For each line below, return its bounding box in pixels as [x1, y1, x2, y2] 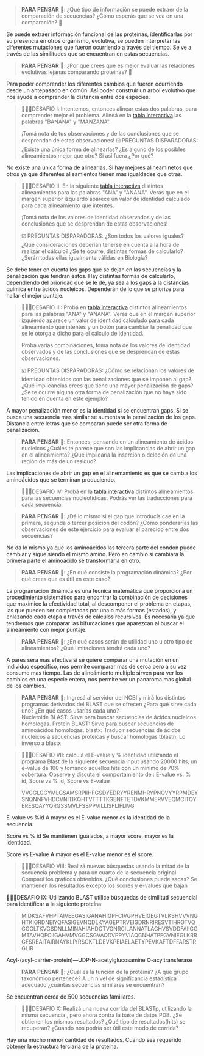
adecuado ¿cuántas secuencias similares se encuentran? [21, 981, 165, 988]
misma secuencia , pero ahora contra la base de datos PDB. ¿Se [21, 1011, 183, 1019]
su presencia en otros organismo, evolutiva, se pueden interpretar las [6, 37, 181, 44]
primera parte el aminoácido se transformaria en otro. [6, 557, 141, 564]
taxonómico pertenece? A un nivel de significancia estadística [21, 975, 177, 982]
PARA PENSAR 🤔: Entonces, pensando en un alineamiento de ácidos [21, 438, 194, 446]
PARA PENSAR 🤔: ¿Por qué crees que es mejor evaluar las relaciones [21, 62, 195, 69]
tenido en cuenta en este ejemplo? [21, 395, 108, 402]
